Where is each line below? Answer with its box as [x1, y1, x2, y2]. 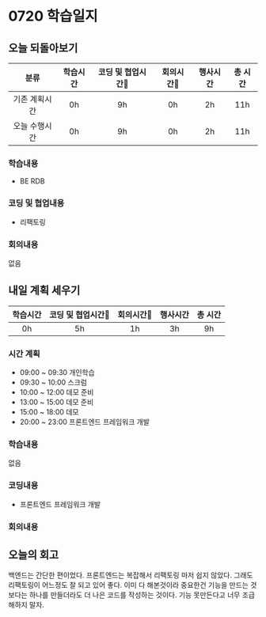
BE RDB [19, 176, 45, 186]
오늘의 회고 [8, 547, 59, 562]
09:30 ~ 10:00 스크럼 [19, 377, 87, 387]
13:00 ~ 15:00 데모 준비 [19, 397, 94, 407]
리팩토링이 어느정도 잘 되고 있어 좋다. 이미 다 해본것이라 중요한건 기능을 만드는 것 [8, 581, 257, 590]
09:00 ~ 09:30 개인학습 [19, 368, 95, 377]
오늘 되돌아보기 [8, 41, 78, 55]
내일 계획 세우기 [8, 284, 81, 297]
